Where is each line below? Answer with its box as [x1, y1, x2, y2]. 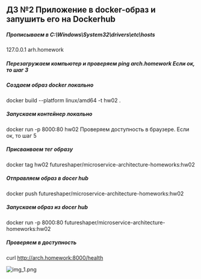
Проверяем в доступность [6, 239, 77, 246]
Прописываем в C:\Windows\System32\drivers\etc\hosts [6, 31, 155, 38]
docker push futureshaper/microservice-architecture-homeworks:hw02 [6, 189, 184, 197]
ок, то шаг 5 [6, 132, 37, 139]
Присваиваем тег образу [6, 146, 73, 153]
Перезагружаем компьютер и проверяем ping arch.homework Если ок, [6, 60, 195, 67]
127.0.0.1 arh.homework [6, 46, 64, 54]
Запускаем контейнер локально [6, 111, 93, 118]
